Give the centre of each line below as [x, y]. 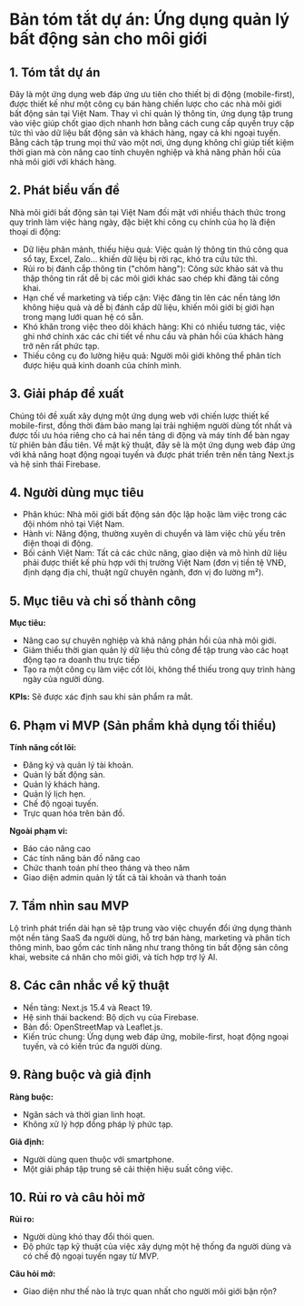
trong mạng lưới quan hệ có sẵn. [83, 316]
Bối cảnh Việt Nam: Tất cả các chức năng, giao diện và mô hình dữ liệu [155, 553]
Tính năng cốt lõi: [43, 748]
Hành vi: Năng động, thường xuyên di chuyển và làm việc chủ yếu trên [154, 534]
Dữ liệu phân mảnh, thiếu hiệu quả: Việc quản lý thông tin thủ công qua [155, 249]
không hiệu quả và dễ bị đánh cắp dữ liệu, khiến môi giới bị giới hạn [148, 307]
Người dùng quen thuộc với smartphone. [98, 1159]
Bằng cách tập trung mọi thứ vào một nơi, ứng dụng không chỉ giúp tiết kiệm [152, 142]
